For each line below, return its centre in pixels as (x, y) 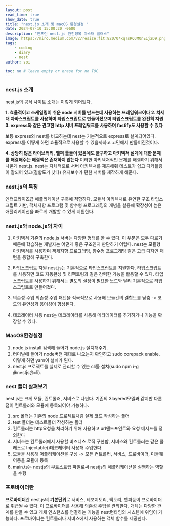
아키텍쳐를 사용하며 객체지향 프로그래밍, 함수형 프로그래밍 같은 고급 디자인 (86, 251)
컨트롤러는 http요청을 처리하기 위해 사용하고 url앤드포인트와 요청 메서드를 (85, 428)
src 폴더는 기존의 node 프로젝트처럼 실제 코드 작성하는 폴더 (71, 416)
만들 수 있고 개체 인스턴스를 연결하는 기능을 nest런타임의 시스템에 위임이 (86, 512)
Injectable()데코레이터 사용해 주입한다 (64, 447)
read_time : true (22, 15)
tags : (11, 43)
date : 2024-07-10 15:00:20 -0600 (40, 29)
